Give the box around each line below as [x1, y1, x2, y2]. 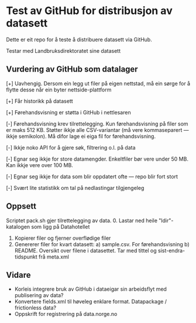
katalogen [6, 223, 30, 230]
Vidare [6, 270, 31, 280]
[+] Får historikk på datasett [6, 97, 73, 104]
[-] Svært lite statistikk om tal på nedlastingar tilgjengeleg [6, 184, 145, 191]
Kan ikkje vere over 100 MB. [6, 161, 73, 168]
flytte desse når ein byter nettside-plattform [6, 86, 112, 93]
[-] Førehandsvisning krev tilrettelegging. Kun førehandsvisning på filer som [6, 120, 188, 127]
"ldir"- [159, 217, 174, 224]
